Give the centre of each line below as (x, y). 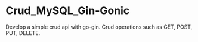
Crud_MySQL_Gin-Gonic (68, 11)
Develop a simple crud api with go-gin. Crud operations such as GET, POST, (99, 27)
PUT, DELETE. (23, 33)
